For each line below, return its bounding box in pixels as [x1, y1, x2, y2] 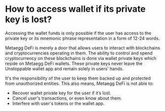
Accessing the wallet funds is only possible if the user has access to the [5, 30, 152, 36]
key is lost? [5, 14, 52, 25]
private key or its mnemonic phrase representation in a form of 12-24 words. [5, 35, 160, 41]
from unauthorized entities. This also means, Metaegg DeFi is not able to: [5, 80, 154, 86]
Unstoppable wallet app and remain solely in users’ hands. [5, 65, 124, 72]
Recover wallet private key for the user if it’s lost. [12, 90, 111, 96]
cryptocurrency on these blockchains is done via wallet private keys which [5, 55, 157, 61]
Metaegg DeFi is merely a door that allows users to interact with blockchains [5, 45, 160, 51]
